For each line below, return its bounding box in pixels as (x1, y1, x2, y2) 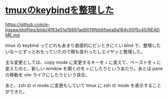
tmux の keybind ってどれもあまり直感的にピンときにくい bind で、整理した (5, 42, 161, 48)
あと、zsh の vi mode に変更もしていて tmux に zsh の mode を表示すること (5, 82, 161, 88)
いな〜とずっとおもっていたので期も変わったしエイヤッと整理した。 (5, 48, 145, 54)
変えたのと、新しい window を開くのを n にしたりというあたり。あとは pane (5, 65, 163, 71)
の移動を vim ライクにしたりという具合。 (5, 71, 90, 77)
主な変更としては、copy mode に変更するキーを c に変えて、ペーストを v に (5, 59, 161, 65)
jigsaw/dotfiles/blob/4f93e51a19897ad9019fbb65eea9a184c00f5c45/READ (5, 26, 160, 32)
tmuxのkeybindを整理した (5, 4, 114, 16)
